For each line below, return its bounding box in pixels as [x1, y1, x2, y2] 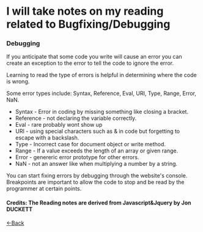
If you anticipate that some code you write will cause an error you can [6, 53, 182, 61]
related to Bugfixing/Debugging [6, 17, 171, 31]
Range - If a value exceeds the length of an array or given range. [15, 147, 179, 154]
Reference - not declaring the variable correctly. [15, 114, 137, 122]
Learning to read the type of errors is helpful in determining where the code [6, 72, 197, 79]
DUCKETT [6, 206, 32, 213]
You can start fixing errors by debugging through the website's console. [6, 172, 188, 179]
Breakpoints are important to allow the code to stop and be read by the [6, 179, 185, 186]
